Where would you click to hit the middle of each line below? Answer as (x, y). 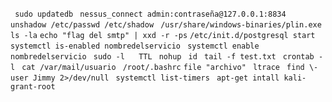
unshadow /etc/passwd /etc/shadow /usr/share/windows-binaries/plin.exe (166, 25)
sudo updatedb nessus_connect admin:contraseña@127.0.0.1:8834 (150, 14)
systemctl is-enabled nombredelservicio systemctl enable (135, 46)
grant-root (33, 87)
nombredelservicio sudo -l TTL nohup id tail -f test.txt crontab (162, 57)
